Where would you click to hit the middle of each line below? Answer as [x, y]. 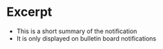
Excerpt [29, 12]
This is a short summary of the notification [77, 31]
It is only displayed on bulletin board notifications [86, 38]
